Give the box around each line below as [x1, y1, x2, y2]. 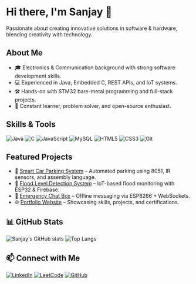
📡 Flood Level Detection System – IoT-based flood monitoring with [14, 180, 175, 187]
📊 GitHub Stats [6, 217, 63, 226]
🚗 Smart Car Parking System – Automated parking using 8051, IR [14, 167, 171, 175]
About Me [6, 48, 43, 58]
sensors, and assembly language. [14, 174, 96, 181]
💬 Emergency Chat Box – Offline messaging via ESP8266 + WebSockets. [14, 192, 191, 200]
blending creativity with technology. [6, 31, 93, 38]
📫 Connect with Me [6, 253, 80, 263]
